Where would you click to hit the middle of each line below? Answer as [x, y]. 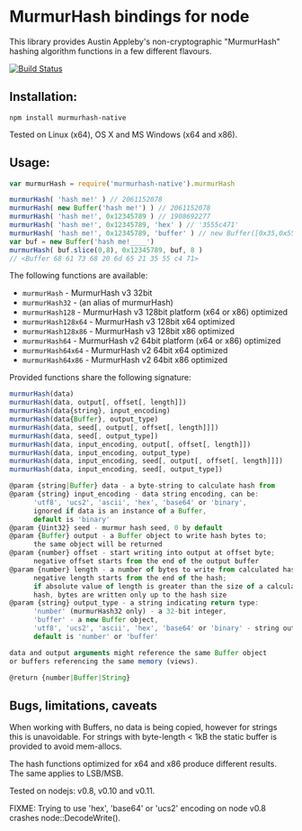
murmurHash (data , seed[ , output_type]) [84, 436]
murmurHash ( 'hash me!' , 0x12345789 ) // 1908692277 [110, 217]
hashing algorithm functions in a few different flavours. [111, 50]
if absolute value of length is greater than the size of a [148, 586]
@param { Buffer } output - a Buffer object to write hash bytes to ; [138, 536]
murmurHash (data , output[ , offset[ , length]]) [98, 403]
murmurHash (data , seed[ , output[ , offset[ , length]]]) [114, 427]
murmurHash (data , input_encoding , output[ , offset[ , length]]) [130, 444]
